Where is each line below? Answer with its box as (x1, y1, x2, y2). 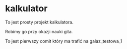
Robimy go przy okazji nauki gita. (5, 28, 73, 34)
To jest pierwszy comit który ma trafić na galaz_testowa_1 (5, 38, 123, 44)
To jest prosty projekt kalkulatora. (5, 19, 73, 25)
